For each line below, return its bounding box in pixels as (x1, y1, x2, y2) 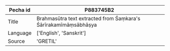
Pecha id (9, 7, 31, 13)
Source (8, 38, 25, 44)
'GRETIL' (36, 38, 57, 44)
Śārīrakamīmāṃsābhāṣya (36, 21, 97, 28)
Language (8, 30, 32, 36)
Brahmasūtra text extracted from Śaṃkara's (36, 15, 141, 22)
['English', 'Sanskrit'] (36, 30, 86, 36)
